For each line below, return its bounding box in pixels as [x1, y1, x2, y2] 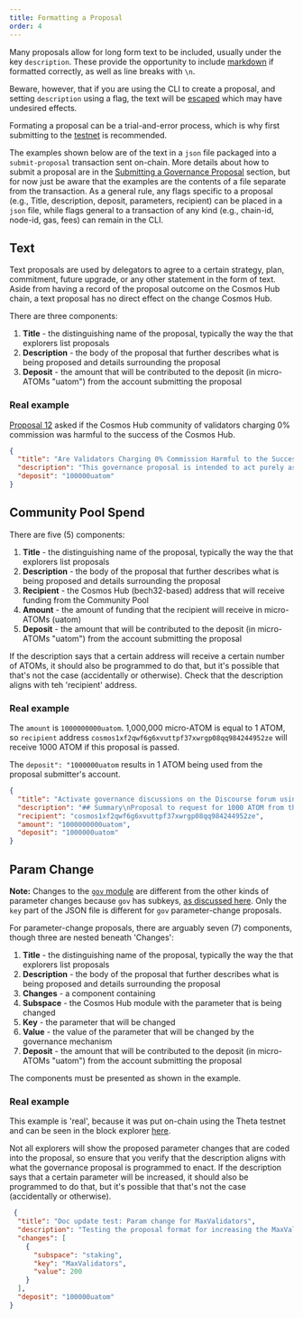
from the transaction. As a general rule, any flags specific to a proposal [9, 185, 273, 196]
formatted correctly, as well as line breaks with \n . [9, 65, 196, 77]
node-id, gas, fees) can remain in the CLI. [9, 214, 164, 225]
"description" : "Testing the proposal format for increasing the [17, 1226, 269, 1235]
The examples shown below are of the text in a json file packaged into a [9, 146, 277, 158]
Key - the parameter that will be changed [22, 1017, 176, 1028]
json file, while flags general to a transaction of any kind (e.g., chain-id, [9, 204, 274, 215]
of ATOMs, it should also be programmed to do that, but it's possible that [9, 660, 280, 671]
